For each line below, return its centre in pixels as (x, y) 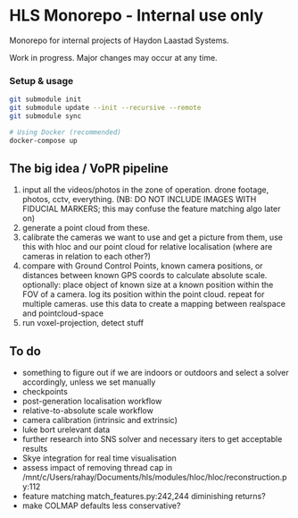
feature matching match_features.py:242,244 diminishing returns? (144, 497)
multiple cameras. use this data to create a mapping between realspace (153, 304)
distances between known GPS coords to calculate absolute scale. (145, 276)
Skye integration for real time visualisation (99, 458)
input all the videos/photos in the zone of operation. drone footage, (145, 190)
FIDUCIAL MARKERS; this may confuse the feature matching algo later (151, 209)
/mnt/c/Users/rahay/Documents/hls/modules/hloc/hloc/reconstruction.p (154, 477)
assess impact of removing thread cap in (97, 468)
